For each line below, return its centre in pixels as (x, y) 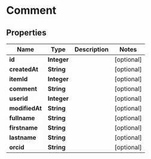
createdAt (24, 69)
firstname (23, 128)
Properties (26, 33)
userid (19, 98)
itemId (19, 79)
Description (92, 49)
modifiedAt (25, 108)
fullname (22, 118)
